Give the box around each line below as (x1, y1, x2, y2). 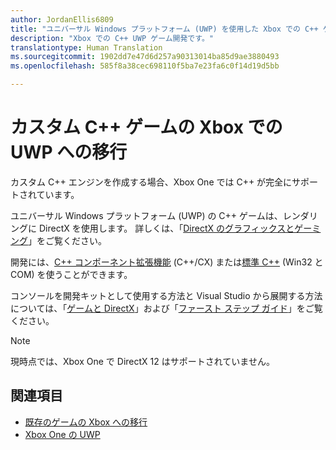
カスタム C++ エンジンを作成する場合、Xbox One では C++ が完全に (10, 176, 293, 188)
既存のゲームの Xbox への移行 (24, 416, 148, 428)
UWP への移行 (10, 141, 128, 164)
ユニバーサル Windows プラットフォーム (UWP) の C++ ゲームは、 (10, 209, 283, 221)
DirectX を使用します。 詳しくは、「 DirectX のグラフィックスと (38, 222, 295, 234)
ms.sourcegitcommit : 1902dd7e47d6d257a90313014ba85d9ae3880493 (10, 52, 280, 62)
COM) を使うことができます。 (10, 268, 133, 280)
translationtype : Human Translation (10, 42, 163, 53)
